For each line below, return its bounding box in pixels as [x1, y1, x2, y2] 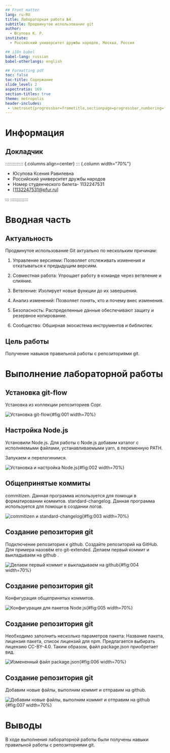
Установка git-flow [5, 388, 67, 397]
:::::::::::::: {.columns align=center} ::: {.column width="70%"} [5, 161, 131, 167]
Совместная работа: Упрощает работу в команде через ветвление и [12, 272, 162, 278]
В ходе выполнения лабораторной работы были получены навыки [5, 736, 149, 742]
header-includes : [5, 101, 42, 106]
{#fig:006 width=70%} [79, 659, 126, 665]
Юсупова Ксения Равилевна [12, 170, 74, 177]
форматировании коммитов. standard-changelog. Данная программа [5, 498, 155, 504]
